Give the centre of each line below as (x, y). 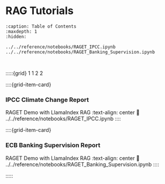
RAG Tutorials (39, 11)
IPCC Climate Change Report (47, 100)
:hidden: (16, 36)
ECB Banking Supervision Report (53, 145)
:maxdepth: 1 (21, 31)
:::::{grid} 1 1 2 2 (24, 73)
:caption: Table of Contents (41, 26)
